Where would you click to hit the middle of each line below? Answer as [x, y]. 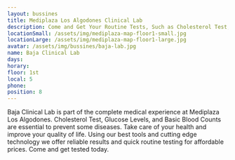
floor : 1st [23, 72]
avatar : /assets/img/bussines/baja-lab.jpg [72, 46]
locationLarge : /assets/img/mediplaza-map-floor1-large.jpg [97, 40]
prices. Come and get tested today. [58, 149]
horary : [19, 66]
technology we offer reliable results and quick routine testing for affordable [116, 142]
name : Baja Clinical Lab [43, 53]
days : [15, 60]
